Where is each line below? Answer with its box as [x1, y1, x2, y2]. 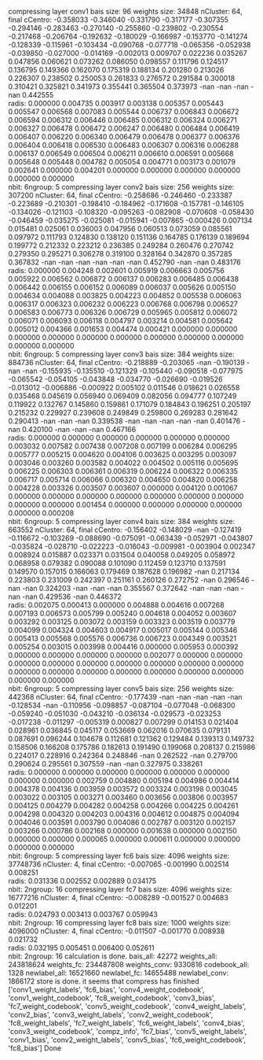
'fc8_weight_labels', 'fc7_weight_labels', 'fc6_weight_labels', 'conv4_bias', [8, 1018, 245, 1028]
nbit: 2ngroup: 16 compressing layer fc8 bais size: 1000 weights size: [8, 918, 232, 927]
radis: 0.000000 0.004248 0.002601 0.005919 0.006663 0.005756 [8, 266, 225, 275]
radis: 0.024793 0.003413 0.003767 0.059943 [8, 910, 159, 919]
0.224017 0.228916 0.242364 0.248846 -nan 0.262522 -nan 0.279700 [8, 751, 238, 760]
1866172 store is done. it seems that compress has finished [8, 977, 199, 986]
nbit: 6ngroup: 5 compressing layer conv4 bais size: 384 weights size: [8, 517, 236, 526]
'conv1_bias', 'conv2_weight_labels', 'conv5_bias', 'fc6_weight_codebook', [8, 1035, 247, 1044]
